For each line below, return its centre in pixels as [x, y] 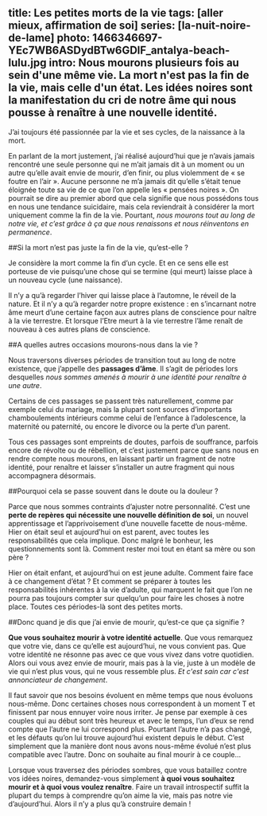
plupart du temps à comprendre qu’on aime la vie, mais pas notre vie [120, 795]
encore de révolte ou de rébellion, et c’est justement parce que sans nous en [133, 450]
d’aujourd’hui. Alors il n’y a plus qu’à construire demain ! [100, 803]
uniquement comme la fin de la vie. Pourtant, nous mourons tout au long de [132, 215]
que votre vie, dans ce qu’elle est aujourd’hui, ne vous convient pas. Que [127, 645]
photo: [74, 38]
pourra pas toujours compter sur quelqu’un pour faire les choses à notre [126, 598]
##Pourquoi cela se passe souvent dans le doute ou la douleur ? [113, 491]
